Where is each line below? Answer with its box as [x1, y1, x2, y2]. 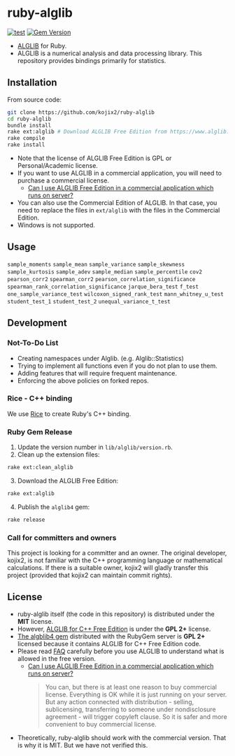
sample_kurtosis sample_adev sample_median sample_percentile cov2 [7, 268, 203, 276]
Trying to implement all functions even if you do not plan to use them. [17, 362, 218, 370]
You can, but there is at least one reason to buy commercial [45, 683, 217, 691]
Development [7, 317, 68, 329]
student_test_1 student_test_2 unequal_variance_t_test [7, 298, 171, 305]
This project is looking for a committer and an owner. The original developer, [7, 549, 227, 557]
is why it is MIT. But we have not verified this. [17, 741, 148, 749]
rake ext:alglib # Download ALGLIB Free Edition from [7, 128, 168, 136]
